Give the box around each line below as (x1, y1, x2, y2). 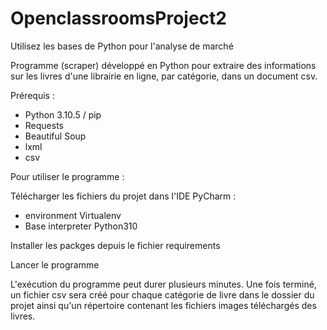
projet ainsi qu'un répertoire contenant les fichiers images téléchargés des (10, 299, 317, 311)
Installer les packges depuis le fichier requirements (10, 239, 221, 251)
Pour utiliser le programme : (10, 170, 125, 182)
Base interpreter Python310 (24, 220, 138, 232)
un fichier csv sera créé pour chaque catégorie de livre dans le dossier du (10, 288, 315, 301)
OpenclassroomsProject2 (10, 7, 227, 30)
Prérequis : (10, 89, 55, 101)
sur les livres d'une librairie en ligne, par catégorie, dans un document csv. (10, 70, 318, 82)
